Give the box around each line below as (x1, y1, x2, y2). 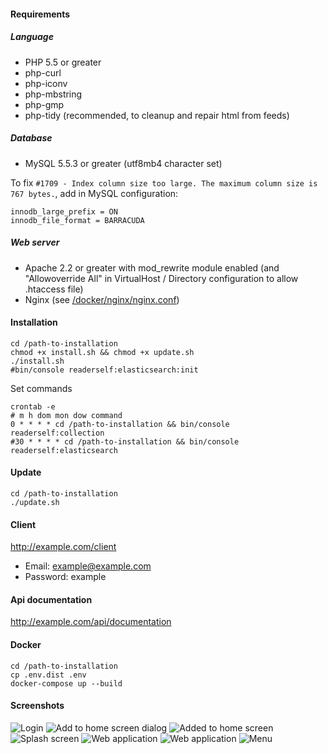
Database (10, 132, 53, 144)
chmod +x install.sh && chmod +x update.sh (10, 347, 195, 357)
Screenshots (10, 700, 65, 712)
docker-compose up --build (10, 678, 123, 689)
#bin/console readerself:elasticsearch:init (10, 365, 199, 375)
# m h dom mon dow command (10, 410, 123, 420)
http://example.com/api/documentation (10, 616, 172, 628)
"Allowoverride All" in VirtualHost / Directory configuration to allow (24, 272, 299, 284)
